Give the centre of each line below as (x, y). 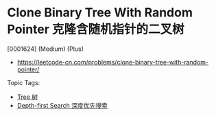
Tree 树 (27, 97)
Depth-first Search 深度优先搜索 (62, 105)
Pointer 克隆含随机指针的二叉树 (96, 30)
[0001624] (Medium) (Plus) (46, 49)
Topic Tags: (24, 82)
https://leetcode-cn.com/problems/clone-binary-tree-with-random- (113, 62)
